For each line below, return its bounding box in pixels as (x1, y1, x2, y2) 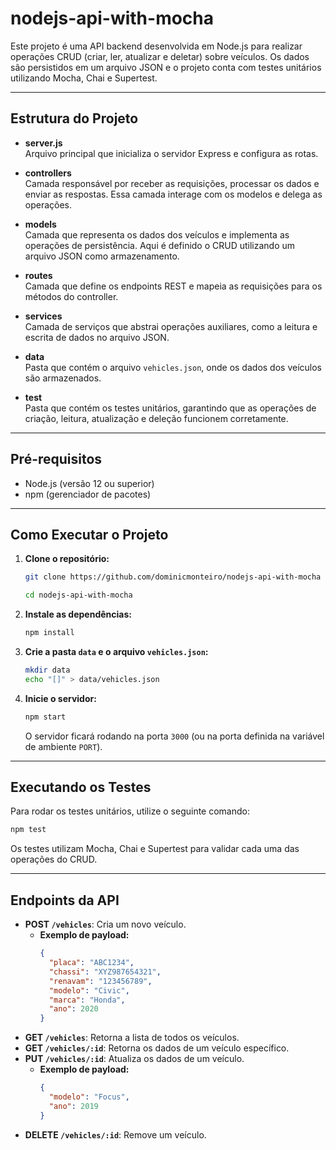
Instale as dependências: (24, 608, 132, 621)
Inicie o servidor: (24, 692, 97, 704)
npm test (10, 825, 47, 835)
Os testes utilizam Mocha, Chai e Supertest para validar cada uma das (10, 843, 300, 855)
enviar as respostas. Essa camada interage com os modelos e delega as (24, 188, 323, 200)
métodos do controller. (24, 290, 119, 302)
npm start (24, 712, 67, 722)
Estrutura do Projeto (10, 110, 139, 127)
